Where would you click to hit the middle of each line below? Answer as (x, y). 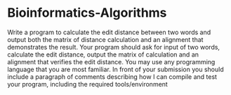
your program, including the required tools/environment (88, 84)
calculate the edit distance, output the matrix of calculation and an (103, 54)
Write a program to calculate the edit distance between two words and (109, 32)
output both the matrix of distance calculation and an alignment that (105, 39)
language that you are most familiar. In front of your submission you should (115, 69)
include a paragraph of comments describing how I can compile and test (112, 76)
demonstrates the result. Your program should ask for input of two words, (113, 47)
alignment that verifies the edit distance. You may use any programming (111, 61)
